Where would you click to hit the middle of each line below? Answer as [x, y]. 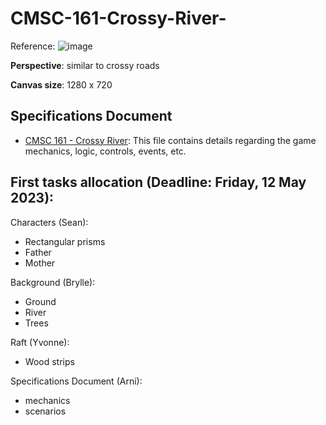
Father [38, 252]
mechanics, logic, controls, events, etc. [105, 151]
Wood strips [49, 361]
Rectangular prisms [65, 241]
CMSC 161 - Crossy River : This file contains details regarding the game [170, 140]
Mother [40, 263]
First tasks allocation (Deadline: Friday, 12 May [158, 182]
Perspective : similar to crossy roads [85, 65]
